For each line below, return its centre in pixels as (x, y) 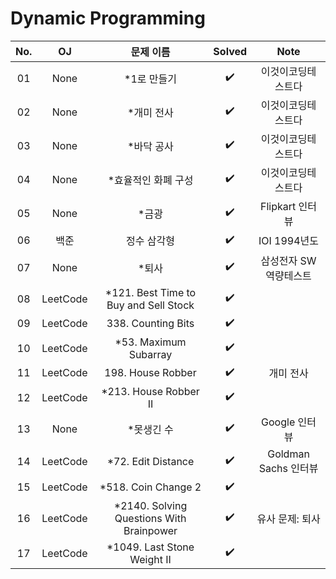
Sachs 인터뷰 (288, 468)
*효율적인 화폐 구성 (150, 180)
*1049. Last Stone (150, 547)
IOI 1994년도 (289, 241)
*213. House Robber (150, 391)
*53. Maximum (150, 342)
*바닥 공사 (150, 146)
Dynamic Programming (108, 18)
